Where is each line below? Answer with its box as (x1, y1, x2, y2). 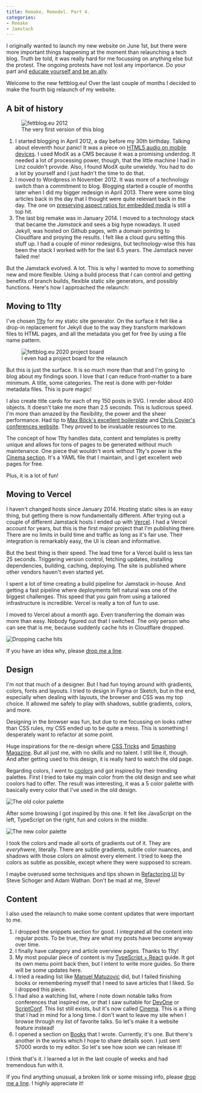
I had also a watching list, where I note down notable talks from (14, 992, 172, 1000)
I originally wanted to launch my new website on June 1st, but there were (6, 42, 187, 49)
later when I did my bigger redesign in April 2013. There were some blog (14, 189, 195, 196)
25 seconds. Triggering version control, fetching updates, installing (6, 556, 173, 563)
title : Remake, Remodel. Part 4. (6, 8, 90, 15)
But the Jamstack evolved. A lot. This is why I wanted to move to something (6, 265, 194, 272)
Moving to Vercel (6, 489, 72, 499)
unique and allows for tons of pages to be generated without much (6, 441, 172, 448)
